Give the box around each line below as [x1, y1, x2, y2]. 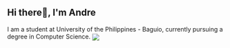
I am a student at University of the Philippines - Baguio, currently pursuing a [7, 25, 223, 33]
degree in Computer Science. [7, 32, 91, 40]
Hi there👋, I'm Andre [7, 7, 97, 19]
